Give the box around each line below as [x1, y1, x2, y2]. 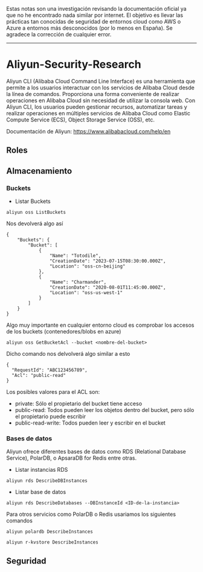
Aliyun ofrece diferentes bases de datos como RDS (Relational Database [6, 448, 186, 455]
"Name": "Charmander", [49, 279, 107, 286]
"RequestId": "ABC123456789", [11, 367, 88, 373]
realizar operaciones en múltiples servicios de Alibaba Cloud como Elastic [6, 109, 190, 117]
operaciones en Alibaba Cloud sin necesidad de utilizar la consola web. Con [6, 97, 195, 104]
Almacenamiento [6, 165, 72, 176]
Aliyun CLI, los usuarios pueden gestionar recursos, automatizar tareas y [6, 103, 187, 111]
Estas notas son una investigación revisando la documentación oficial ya [6, 5, 187, 12]
